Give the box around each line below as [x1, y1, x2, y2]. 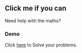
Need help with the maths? [5, 17, 61, 23]
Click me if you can [5, 4, 67, 13]
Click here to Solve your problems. [5, 42, 77, 48]
